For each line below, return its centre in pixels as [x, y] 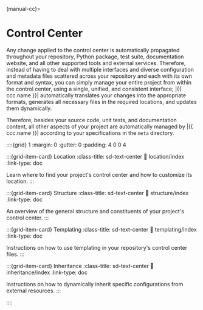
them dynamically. [29, 108]
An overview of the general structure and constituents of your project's [95, 211]
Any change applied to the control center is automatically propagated [93, 50]
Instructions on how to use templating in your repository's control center [97, 247]
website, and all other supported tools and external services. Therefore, [96, 63]
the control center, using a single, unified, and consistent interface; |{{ [94, 89]
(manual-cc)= [23, 9]
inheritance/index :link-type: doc [47, 272]
